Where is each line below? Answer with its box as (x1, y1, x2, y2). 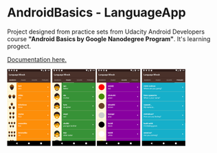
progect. (7, 42, 32, 50)
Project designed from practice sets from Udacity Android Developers (7, 27, 205, 36)
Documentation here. (7, 55, 67, 63)
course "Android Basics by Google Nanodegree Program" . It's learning (7, 34, 211, 43)
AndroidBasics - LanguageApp (7, 5, 187, 21)
